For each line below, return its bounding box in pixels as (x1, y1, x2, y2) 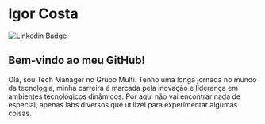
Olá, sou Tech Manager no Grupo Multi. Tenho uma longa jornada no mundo (8, 74, 257, 84)
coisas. (8, 108, 32, 118)
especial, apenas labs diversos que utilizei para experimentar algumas (8, 100, 238, 109)
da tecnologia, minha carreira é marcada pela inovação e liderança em (8, 83, 239, 92)
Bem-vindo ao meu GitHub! (8, 54, 145, 67)
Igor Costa (8, 5, 79, 23)
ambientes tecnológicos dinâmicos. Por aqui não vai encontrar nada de (8, 92, 240, 101)
